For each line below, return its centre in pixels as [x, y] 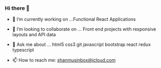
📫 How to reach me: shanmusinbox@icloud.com [64, 60]
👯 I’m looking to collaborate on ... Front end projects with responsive [84, 29]
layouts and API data [34, 35]
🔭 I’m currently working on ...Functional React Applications [74, 19]
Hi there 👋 [17, 8]
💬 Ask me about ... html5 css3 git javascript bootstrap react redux [82, 44]
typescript [23, 50]
